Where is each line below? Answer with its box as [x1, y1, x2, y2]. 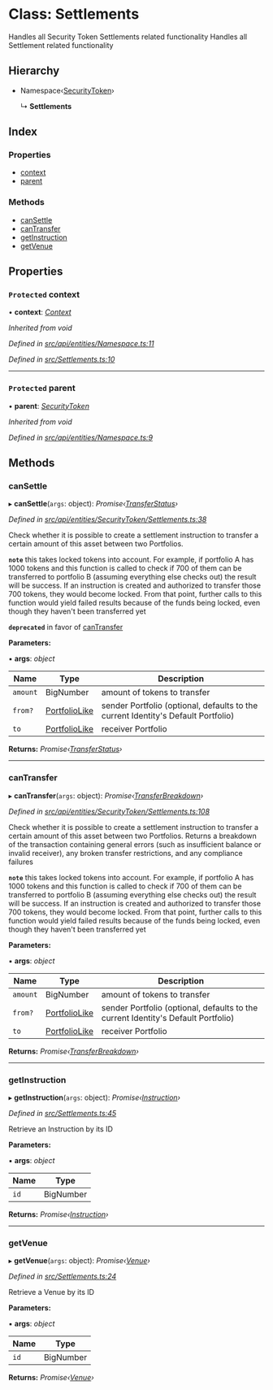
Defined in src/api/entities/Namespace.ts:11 [8, 339, 154, 349]
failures [8, 857, 34, 867]
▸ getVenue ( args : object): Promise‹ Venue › [8, 1256, 150, 1266]
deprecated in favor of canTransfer [8, 623, 123, 632]
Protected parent [8, 383, 76, 394]
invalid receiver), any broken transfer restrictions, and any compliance [8, 848, 243, 858]
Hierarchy [8, 64, 60, 78]
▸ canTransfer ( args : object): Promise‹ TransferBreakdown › [8, 790, 204, 801]
